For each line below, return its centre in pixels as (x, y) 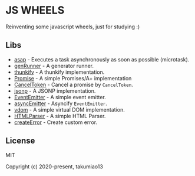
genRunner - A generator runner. (54, 66)
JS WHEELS (35, 10)
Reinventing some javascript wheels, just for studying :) (73, 27)
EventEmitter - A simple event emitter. (60, 97)
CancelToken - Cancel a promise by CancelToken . (73, 84)
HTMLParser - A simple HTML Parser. (60, 116)
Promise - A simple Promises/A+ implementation (73, 78)
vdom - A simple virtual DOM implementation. (69, 109)
